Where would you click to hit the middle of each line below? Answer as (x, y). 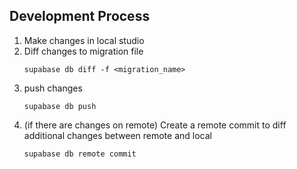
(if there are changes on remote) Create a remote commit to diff (155, 125)
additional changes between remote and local (117, 135)
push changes (53, 88)
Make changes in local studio (84, 40)
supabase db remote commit (80, 154)
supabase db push (60, 106)
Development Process (80, 16)
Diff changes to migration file (83, 51)
